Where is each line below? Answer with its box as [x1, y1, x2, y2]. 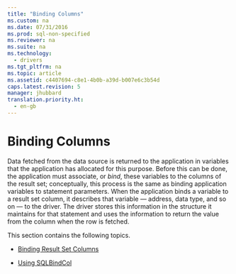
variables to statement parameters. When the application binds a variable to [7, 187, 229, 195]
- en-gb [13, 103, 37, 110]
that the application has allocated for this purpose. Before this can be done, [7, 164, 228, 172]
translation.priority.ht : [7, 97, 84, 104]
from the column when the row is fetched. [7, 217, 130, 226]
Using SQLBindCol [17, 258, 72, 267]
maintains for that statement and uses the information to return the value [7, 209, 220, 218]
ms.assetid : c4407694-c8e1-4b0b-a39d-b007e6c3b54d [7, 76, 160, 84]
